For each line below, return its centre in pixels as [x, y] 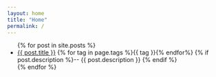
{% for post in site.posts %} [56, 46]
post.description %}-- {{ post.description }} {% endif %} [97, 60]
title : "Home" [28, 20]
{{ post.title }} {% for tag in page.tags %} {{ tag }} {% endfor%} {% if [113, 52]
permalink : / [26, 26]
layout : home [26, 13]
